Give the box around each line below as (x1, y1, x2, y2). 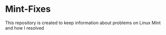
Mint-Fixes (5, 3, 51, 15)
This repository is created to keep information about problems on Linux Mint (5, 20, 161, 26)
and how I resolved (5, 25, 44, 31)
